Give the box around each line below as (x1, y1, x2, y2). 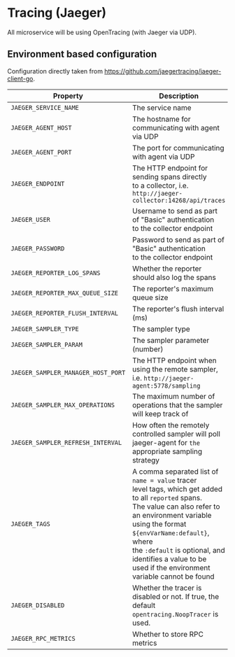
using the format (131, 519, 187, 529)
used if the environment (131, 563, 211, 572)
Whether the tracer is (131, 583, 202, 593)
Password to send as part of (131, 234, 225, 244)
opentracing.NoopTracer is (131, 609, 219, 619)
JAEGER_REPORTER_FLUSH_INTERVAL (10, 309, 119, 317)
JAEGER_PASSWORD (10, 244, 65, 253)
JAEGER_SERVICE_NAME (10, 104, 79, 111)
